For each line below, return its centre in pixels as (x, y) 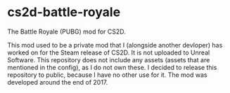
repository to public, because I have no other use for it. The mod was (107, 75)
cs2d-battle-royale (64, 12)
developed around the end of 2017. (58, 82)
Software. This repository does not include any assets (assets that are (109, 59)
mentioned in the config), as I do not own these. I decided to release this (112, 67)
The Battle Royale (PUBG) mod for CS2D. (67, 31)
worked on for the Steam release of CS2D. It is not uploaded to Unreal (109, 52)
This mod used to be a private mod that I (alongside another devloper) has (115, 45)
